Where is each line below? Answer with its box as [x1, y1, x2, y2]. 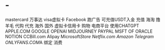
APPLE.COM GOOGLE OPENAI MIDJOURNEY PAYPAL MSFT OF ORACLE [5, 28, 153, 34]
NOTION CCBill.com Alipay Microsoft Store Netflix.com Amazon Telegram [5, 33, 154, 39]
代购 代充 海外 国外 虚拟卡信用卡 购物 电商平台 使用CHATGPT [14, 22, 139, 29]
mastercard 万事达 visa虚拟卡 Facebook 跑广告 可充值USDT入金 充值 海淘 [5, 16, 155, 22]
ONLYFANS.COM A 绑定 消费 [5, 39, 63, 45]
